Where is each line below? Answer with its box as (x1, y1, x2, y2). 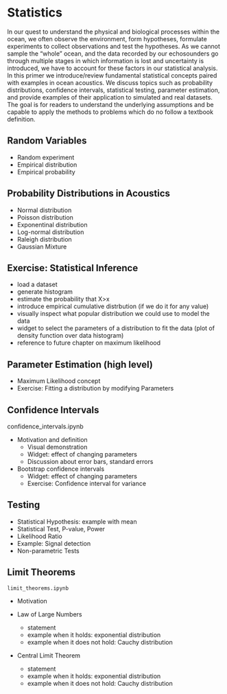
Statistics (7, 5, 63, 21)
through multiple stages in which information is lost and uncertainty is (7, 56, 204, 65)
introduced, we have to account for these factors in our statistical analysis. (7, 64, 218, 72)
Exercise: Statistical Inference (7, 262, 139, 274)
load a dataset (16, 280, 58, 289)
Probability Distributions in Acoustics (7, 187, 170, 200)
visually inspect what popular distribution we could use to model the (16, 310, 211, 318)
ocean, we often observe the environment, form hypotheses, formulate (7, 34, 207, 43)
